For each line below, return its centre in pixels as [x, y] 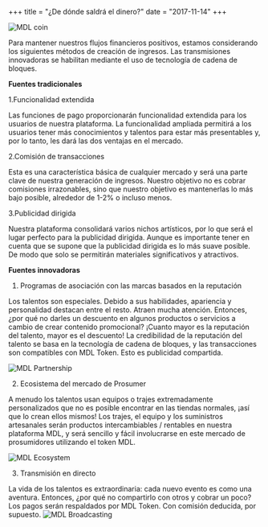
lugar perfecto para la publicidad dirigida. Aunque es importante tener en [129, 237]
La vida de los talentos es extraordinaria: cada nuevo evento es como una [130, 489]
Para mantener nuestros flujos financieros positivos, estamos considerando [133, 43]
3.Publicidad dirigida [42, 213]
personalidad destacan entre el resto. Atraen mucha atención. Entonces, [128, 310]
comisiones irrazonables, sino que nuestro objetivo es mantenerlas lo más [131, 189]
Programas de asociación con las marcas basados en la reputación [131, 286]
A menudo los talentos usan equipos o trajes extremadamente [111, 399]
